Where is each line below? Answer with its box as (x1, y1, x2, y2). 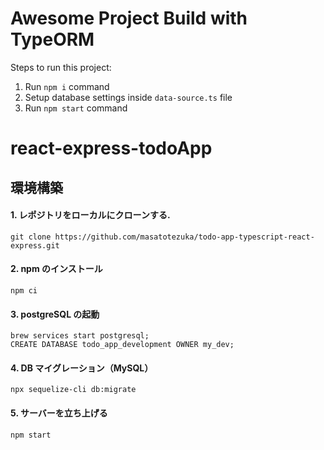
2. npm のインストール (10, 263, 103, 275)
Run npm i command (24, 80, 110, 92)
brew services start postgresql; (10, 331, 150, 341)
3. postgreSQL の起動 (10, 308, 100, 320)
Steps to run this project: (10, 61, 112, 73)
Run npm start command (24, 102, 128, 114)
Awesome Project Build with (10, 7, 248, 30)
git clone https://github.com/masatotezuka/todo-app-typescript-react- (10, 232, 315, 242)
